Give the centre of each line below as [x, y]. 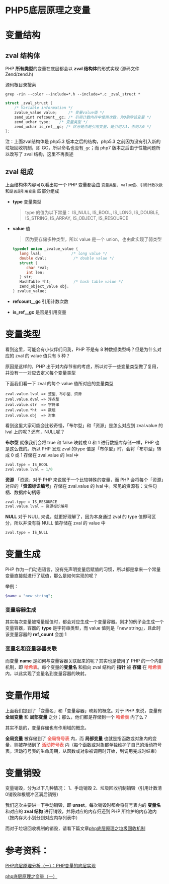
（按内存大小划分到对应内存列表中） [43, 818]
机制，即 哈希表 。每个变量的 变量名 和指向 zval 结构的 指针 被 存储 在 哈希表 [83, 667]
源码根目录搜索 [21, 85]
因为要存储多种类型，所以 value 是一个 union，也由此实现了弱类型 [93, 239]
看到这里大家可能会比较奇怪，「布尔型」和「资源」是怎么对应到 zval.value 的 [84, 425]
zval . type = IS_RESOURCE [31, 502]
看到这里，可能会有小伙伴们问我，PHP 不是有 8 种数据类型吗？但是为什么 [81, 349]
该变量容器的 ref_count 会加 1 [36, 635]
